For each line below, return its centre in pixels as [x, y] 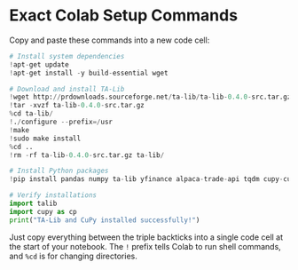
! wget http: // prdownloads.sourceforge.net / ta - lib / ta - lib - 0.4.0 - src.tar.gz [150, 97]
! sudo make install [45, 139]
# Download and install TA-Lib [67, 89]
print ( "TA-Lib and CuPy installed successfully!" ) [105, 220]
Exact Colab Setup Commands [123, 16]
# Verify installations [53, 195]
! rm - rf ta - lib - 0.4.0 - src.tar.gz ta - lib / [87, 155]
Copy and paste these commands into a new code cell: [110, 40]
